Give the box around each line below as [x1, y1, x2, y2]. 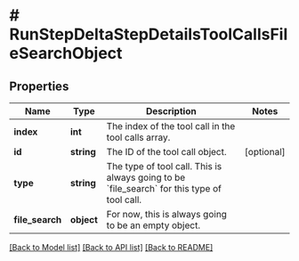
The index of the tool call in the [106, 120, 236, 132]
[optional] [244, 146, 286, 158]
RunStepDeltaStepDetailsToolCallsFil [9, 24, 288, 45]
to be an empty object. [106, 219, 201, 232]
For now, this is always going [106, 208, 227, 220]
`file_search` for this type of [106, 183, 222, 194]
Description [145, 105, 198, 117]
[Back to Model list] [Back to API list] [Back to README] [9, 242, 214, 252]
